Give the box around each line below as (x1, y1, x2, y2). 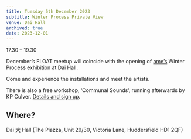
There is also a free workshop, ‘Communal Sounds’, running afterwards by (6, 87, 185, 94)
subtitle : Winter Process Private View (6, 14, 104, 20)
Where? (6, 110, 36, 120)
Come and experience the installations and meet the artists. (6, 76, 150, 83)
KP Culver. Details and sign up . (6, 93, 81, 100)
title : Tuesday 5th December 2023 (6, 8, 91, 15)
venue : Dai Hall (6, 19, 46, 25)
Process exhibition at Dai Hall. (6, 64, 78, 71)
